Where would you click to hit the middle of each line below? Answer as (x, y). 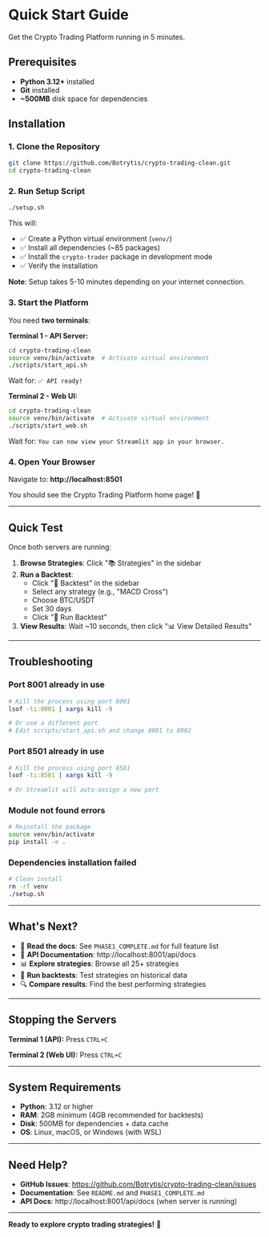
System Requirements (65, 1087)
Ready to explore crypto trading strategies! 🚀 (85, 1224)
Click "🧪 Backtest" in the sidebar (86, 583)
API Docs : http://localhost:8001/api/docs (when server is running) (128, 1202)
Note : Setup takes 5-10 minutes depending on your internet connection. (127, 282)
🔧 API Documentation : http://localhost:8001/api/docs (108, 954)
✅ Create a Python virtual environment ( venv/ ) (96, 239)
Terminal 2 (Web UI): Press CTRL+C (65, 1054)
